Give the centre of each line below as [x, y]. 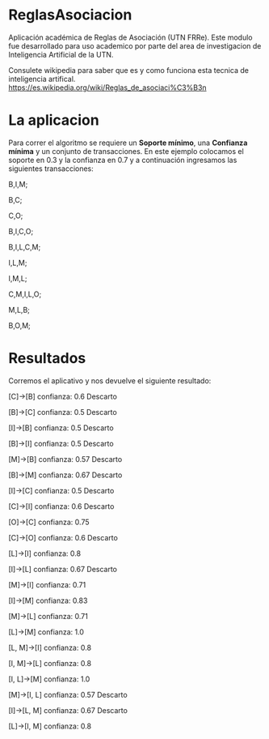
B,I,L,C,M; [25, 247]
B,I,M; [18, 184]
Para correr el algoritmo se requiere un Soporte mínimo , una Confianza [128, 143]
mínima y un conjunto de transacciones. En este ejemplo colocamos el [126, 151]
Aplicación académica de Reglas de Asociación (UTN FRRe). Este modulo [130, 37]
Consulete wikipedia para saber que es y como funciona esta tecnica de [128, 70]
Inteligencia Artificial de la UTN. [61, 54]
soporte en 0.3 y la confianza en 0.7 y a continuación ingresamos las [123, 160]
